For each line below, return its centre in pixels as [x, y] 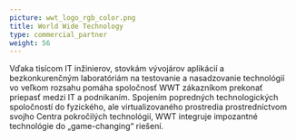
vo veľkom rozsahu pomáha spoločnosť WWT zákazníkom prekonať [136, 88]
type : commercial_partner [58, 34]
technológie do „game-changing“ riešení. [87, 126]
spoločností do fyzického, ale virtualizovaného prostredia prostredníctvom [148, 107]
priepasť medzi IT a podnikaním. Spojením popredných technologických [144, 98]
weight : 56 [30, 43]
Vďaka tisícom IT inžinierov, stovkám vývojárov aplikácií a [117, 69]
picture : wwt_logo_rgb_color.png [73, 18]
